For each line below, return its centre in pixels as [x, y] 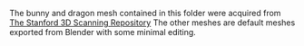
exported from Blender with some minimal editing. [103, 32]
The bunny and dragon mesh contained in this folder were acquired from [145, 13]
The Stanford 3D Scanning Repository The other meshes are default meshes [152, 23]
